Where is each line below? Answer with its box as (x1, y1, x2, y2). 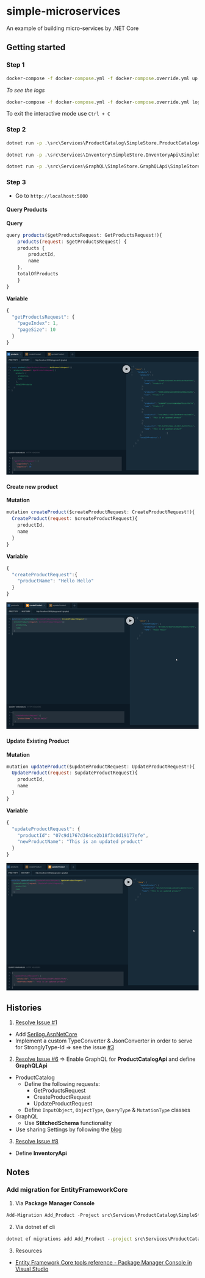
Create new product (6, 483, 58, 490)
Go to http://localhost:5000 (15, 191, 88, 199)
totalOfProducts (17, 271, 59, 277)
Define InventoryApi (15, 1150, 67, 1157)
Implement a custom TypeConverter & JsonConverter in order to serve (15, 1037, 193, 1044)
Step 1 (6, 61, 25, 69)
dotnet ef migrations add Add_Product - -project (6, 1236, 132, 1242)
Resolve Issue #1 (15, 1019, 58, 1026)
